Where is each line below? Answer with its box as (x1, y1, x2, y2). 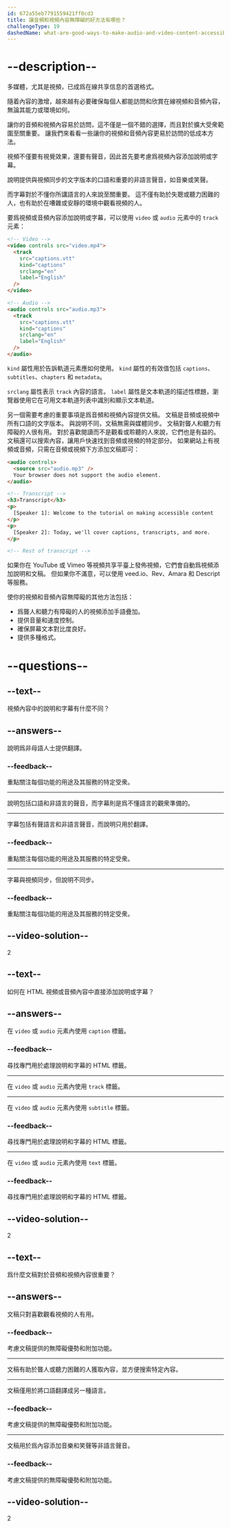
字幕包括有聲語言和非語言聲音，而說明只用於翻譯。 (7, 820, 152, 829)
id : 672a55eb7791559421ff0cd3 (7, 10, 94, 17)
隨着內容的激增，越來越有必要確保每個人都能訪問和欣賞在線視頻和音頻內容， (7, 97, 224, 105)
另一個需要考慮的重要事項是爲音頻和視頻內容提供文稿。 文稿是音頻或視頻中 (7, 411, 220, 419)
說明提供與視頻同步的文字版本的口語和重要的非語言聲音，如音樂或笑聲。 (7, 176, 212, 184)
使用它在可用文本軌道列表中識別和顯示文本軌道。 (19, 395, 158, 404)
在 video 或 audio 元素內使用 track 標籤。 (7, 1082, 124, 1091)
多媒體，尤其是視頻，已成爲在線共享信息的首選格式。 (7, 83, 158, 91)
